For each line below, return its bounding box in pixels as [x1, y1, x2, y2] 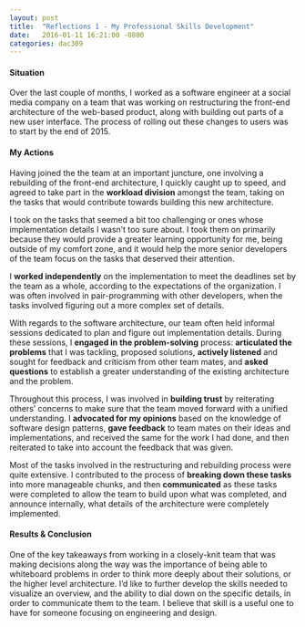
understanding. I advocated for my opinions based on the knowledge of [9, 413, 282, 423]
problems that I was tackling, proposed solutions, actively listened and [9, 346, 278, 357]
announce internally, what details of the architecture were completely [9, 498, 269, 509]
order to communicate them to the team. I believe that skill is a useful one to [9, 597, 294, 608]
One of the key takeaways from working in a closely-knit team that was [9, 549, 276, 559]
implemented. [9, 507, 61, 518]
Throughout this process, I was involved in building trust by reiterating [9, 393, 275, 404]
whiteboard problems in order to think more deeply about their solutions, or [9, 568, 291, 580]
